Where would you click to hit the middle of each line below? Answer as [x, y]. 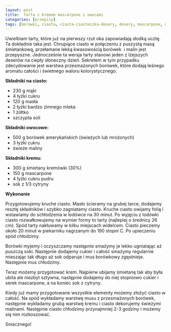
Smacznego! [19, 324]
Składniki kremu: [23, 158]
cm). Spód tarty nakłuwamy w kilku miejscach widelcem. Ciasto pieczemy [83, 225]
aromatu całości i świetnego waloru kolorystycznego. [61, 71]
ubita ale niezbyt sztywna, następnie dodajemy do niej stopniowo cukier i [82, 278]
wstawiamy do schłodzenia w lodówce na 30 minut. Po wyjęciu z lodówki [82, 215]
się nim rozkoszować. [28, 314]
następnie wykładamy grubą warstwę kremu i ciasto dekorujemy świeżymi [83, 304]
